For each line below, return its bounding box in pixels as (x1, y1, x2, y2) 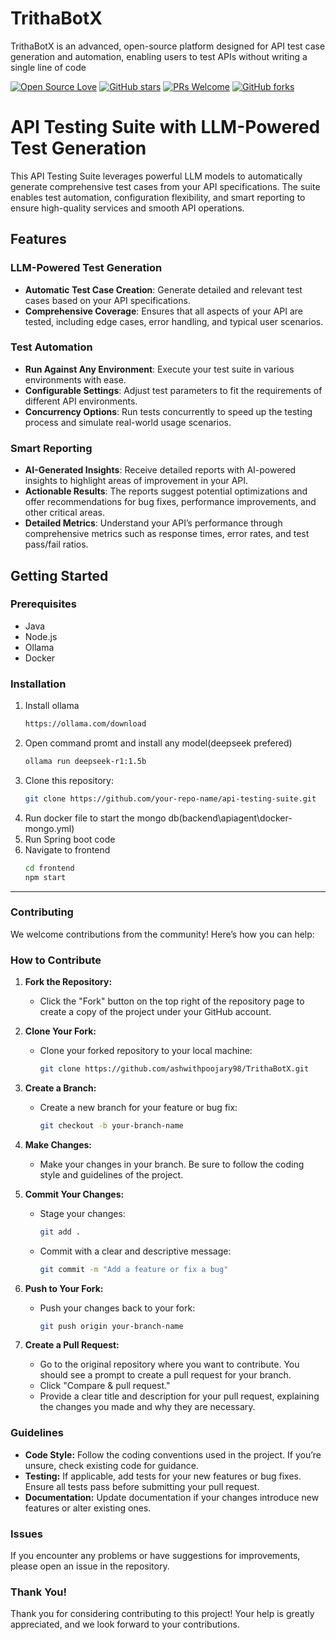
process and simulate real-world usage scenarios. (24, 416, 232, 428)
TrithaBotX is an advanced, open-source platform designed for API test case (10, 40, 326, 52)
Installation (10, 677, 67, 691)
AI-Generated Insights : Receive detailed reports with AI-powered (24, 464, 297, 476)
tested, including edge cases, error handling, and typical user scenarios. (24, 315, 324, 327)
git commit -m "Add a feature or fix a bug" (39, 1264, 229, 1274)
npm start (24, 872, 67, 882)
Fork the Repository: (24, 976, 113, 988)
